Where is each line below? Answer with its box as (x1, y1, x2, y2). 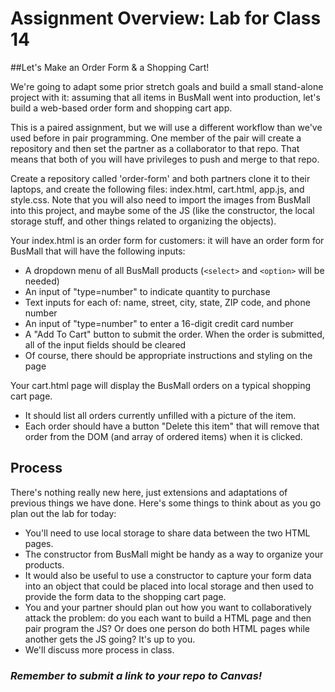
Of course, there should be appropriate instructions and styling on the (24, 349, 313, 361)
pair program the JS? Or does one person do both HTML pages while (24, 622, 310, 634)
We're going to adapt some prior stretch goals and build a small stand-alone (10, 80, 324, 92)
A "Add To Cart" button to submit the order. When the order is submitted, (24, 328, 325, 340)
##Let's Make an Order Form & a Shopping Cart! (10, 61, 210, 73)
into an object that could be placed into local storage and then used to (24, 580, 314, 592)
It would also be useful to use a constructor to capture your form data (24, 569, 312, 581)
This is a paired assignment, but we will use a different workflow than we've (10, 121, 323, 133)
